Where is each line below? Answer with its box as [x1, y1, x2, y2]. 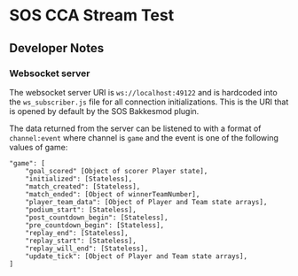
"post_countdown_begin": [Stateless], [25, 213, 169, 222]
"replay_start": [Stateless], [25, 236, 137, 245]
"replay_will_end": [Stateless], [25, 244, 149, 253]
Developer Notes [9, 41, 105, 56]
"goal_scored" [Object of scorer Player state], [25, 166, 208, 175]
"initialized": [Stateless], [25, 174, 133, 183]
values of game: [9, 142, 68, 152]
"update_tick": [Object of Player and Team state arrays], [25, 251, 248, 261]
